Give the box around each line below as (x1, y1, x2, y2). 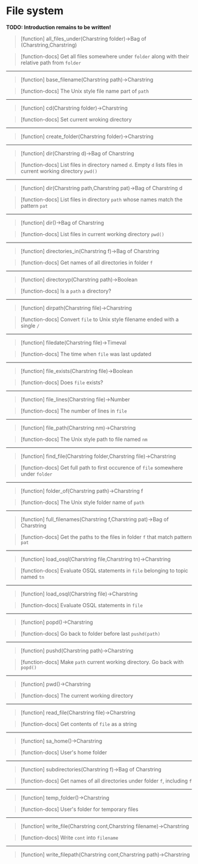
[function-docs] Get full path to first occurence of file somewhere (20, 464, 183, 471)
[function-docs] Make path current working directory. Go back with (20, 658, 184, 665)
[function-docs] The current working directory (20, 692, 134, 699)
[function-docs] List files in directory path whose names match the (20, 196, 183, 203)
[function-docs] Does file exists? (20, 379, 103, 386)
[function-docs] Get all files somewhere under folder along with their (20, 53, 190, 60)
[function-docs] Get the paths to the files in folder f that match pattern (20, 533, 192, 541)
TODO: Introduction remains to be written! (6, 24, 111, 31)
